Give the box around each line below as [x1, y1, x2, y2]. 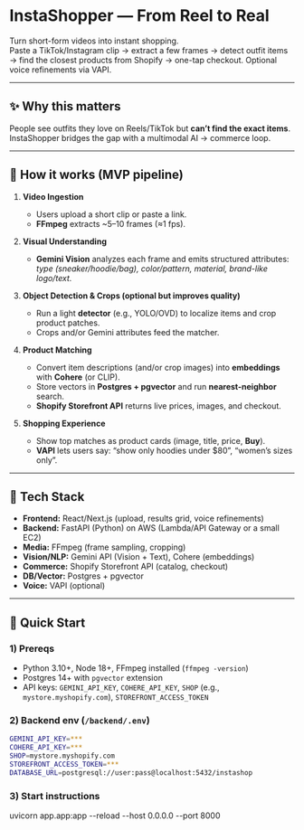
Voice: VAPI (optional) [22, 580, 106, 591]
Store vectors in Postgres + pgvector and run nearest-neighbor [35, 381, 278, 391]
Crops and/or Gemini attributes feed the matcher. [35, 326, 220, 337]
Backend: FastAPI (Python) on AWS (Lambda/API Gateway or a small [22, 523, 280, 533]
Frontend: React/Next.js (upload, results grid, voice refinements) [22, 513, 264, 524]
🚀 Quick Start [9, 615, 86, 630]
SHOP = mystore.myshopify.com [9, 751, 116, 760]
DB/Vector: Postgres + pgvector [22, 571, 145, 581]
